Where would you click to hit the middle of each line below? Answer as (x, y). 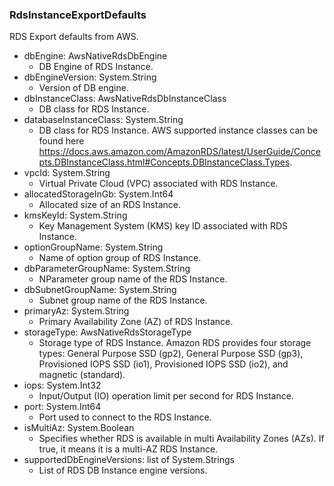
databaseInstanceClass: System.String (103, 120)
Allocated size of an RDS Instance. (109, 205)
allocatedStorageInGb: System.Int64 (98, 194)
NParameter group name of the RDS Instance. (133, 279)
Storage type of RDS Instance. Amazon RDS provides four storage (175, 343)
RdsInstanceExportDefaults (78, 15)
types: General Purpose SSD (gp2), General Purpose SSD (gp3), (171, 354)
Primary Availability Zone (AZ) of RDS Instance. (136, 322)
